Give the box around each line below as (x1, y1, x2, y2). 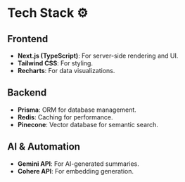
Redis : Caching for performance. (17, 112, 113, 121)
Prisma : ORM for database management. (17, 105, 137, 114)
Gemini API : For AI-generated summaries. (17, 160, 139, 168)
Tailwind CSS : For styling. (17, 59, 94, 67)
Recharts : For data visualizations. (17, 67, 115, 74)
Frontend (7, 33, 49, 45)
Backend (7, 86, 47, 99)
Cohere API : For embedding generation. (17, 167, 134, 175)
